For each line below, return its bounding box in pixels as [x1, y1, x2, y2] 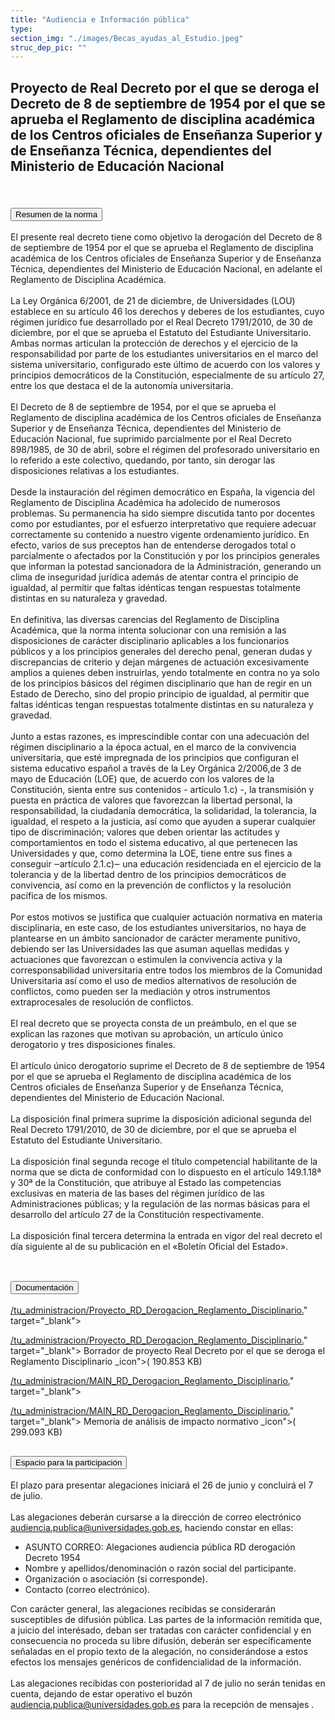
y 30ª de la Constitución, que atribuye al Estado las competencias [10, 1177, 282, 1189]
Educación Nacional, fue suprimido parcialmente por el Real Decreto [10, 433, 292, 445]
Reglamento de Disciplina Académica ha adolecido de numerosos [10, 497, 281, 509]
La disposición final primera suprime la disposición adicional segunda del [10, 1113, 312, 1125]
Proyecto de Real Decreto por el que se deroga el [10, 79, 320, 96]
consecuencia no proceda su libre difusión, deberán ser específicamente [10, 1635, 312, 1647]
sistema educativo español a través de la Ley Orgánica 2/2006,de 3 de [10, 762, 302, 775]
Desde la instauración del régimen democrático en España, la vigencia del [10, 486, 315, 498]
